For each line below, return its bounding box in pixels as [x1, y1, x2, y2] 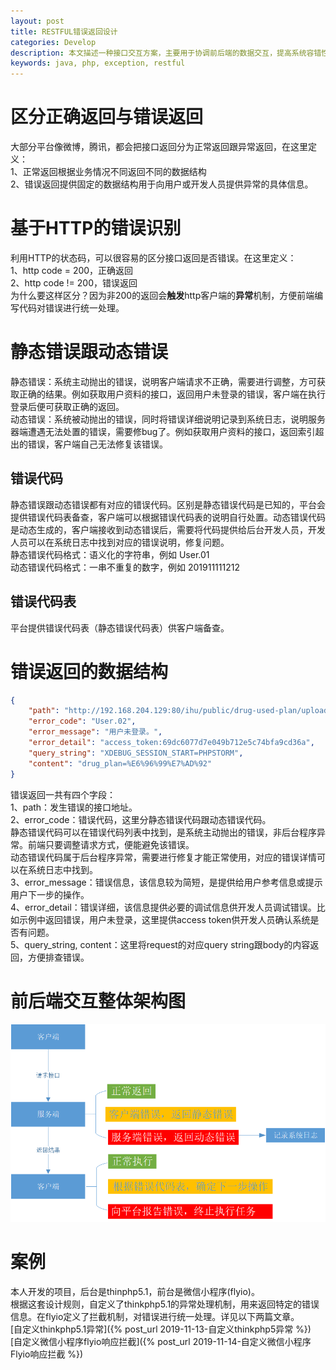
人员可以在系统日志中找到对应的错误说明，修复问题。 [10, 536, 230, 548]
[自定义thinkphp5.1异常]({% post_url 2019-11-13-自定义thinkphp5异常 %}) [10, 1323, 312, 1335]
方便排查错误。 [27, 951, 90, 963]
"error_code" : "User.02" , [28, 716, 137, 727]
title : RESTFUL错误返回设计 [10, 26, 118, 37]
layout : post [10, 16, 65, 26]
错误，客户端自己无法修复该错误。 [27, 438, 168, 450]
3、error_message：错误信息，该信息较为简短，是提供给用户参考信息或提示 [10, 876, 323, 888]
